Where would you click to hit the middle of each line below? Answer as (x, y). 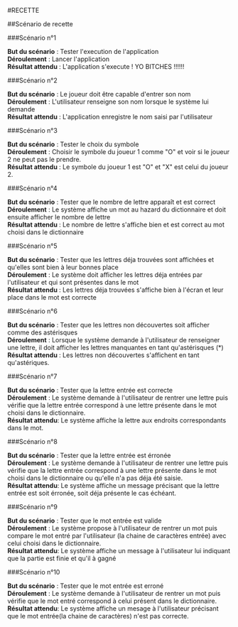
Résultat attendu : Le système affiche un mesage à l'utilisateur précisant (113, 609)
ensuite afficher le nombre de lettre (59, 217)
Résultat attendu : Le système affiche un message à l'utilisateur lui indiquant (119, 551)
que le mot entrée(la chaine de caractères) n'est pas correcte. (98, 616)
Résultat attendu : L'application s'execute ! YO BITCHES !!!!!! (96, 66)
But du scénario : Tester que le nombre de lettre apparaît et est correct (111, 202)
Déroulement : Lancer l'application (59, 59)
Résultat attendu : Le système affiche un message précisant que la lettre (113, 485)
